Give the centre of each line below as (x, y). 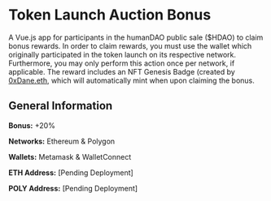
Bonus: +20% (32, 125)
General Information (61, 106)
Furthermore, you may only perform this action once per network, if (122, 63)
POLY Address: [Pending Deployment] (73, 188)
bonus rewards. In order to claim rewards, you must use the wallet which (130, 45)
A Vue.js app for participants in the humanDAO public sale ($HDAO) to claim (136, 37)
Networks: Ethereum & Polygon (62, 141)
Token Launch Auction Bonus (110, 15)
